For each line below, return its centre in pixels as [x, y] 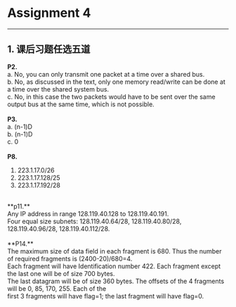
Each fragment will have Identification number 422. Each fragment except [114, 266]
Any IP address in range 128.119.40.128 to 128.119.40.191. [88, 213]
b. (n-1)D [20, 134]
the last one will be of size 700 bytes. [61, 273]
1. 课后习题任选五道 [49, 50]
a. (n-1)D [20, 126]
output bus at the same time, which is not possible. [81, 104]
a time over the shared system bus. [58, 89]
